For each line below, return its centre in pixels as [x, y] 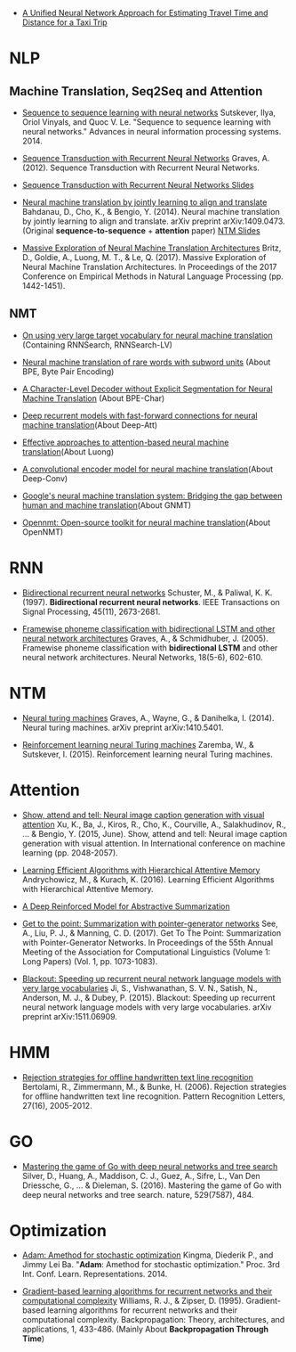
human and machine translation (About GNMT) [107, 505]
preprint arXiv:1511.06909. [70, 1016]
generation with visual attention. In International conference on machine [154, 843]
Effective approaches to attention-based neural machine [125, 442]
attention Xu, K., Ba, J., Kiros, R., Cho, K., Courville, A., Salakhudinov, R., [154, 824]
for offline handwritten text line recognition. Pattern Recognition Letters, [154, 1096]
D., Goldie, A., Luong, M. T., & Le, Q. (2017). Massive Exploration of [144, 257]
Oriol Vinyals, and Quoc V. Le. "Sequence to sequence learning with [146, 122]
